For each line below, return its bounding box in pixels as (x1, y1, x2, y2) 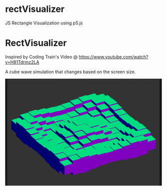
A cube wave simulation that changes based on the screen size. (5, 69, 136, 75)
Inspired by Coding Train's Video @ (5, 54, 78, 60)
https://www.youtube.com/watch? (79, 54, 149, 60)
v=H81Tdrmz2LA (5, 59, 40, 65)
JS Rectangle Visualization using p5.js (5, 20, 83, 26)
